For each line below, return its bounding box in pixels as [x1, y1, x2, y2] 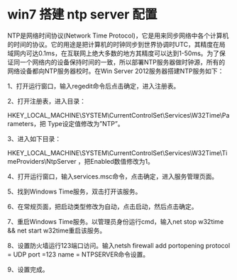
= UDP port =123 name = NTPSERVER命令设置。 [7, 250, 150, 259]
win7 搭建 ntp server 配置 [7, 6, 158, 23]
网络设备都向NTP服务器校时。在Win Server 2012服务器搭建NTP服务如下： [7, 67, 224, 75]
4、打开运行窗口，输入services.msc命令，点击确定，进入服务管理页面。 [7, 172, 219, 181]
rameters [7, 119, 34, 128]
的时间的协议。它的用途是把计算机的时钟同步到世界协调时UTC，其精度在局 [7, 40, 226, 48]
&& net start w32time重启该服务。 [7, 226, 106, 235]
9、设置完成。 [7, 265, 49, 274]
